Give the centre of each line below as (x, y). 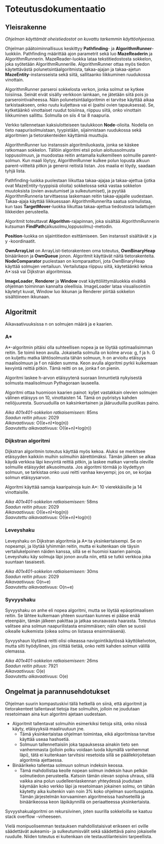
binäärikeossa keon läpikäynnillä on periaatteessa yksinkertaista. (85, 802)
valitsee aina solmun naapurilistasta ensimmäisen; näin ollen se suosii (75, 626)
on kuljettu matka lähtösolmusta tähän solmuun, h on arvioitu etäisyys (76, 358)
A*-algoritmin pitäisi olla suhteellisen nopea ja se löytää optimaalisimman (79, 348)
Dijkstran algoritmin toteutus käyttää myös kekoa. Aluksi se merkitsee (75, 451)
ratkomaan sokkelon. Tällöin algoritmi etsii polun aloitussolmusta (70, 150)
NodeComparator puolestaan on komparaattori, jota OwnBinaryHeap (75, 261)
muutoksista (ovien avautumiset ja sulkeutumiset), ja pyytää (66, 191)
